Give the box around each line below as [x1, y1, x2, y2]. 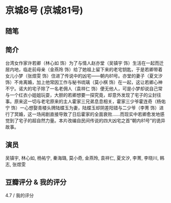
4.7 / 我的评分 [5, 192, 34, 198]
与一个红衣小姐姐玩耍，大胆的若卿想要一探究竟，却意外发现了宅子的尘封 [5, 92, 157, 98]
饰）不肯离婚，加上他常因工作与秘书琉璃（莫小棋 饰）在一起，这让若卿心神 [5, 79, 163, 85]
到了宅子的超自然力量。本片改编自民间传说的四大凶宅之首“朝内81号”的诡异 [9, 118, 165, 124]
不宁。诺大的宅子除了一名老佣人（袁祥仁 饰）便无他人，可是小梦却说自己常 [5, 85, 163, 92]
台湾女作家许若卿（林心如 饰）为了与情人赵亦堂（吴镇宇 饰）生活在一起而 [5, 60, 159, 66]
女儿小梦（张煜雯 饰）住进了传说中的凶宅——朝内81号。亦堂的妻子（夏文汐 [5, 73, 163, 79]
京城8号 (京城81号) [5, 5, 83, 16]
